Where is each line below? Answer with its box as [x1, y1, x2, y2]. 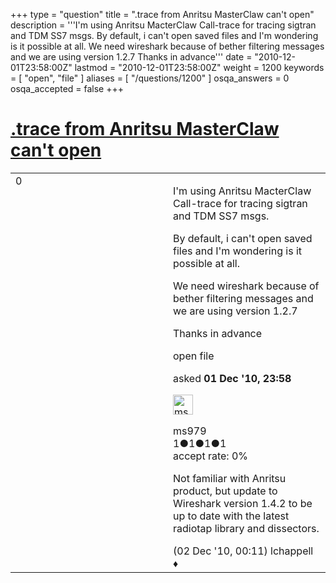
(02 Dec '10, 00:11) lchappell [173, 544, 314, 558]
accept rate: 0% [173, 449, 249, 463]
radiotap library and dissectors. [173, 521, 320, 535]
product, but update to [173, 484, 278, 498]
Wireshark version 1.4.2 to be [173, 496, 313, 510]
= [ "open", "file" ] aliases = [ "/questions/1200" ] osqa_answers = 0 [10, 72, 290, 84]
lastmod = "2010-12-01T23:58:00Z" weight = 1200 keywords [74, 62, 325, 73]
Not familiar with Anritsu [173, 471, 287, 485]
